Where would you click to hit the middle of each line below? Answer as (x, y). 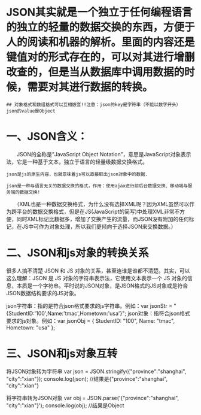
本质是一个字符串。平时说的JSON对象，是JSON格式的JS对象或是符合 (102, 286)
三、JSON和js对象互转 (62, 353)
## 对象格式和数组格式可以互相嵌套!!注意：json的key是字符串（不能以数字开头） (94, 104)
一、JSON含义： (47, 137)
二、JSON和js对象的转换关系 (77, 253)
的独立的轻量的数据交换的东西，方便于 (101, 27)
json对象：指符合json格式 (159, 313)
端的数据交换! (25, 192)
